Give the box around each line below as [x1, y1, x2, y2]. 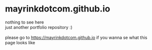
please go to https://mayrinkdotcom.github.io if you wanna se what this [5, 35, 148, 40]
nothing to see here [5, 19, 44, 25]
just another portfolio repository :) [5, 24, 73, 30]
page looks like [5, 39, 35, 45]
